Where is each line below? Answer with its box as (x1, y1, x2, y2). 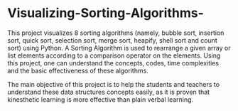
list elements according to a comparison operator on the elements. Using (7, 51, 221, 60)
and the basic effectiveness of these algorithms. (7, 66, 149, 75)
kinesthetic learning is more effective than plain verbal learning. (7, 95, 194, 104)
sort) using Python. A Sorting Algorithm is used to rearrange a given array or (7, 43, 231, 52)
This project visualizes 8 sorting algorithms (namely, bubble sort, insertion (7, 28, 225, 37)
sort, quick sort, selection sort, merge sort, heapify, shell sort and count (7, 36, 218, 44)
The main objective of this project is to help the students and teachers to (7, 80, 220, 88)
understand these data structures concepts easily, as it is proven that (7, 88, 210, 96)
